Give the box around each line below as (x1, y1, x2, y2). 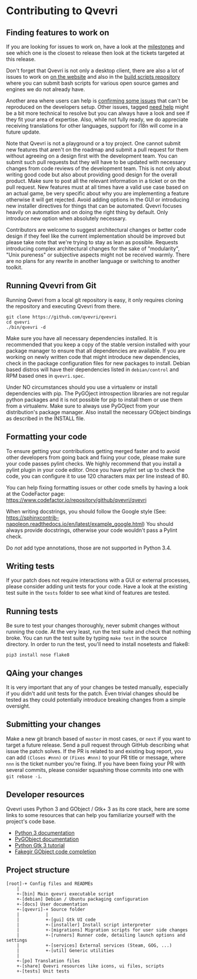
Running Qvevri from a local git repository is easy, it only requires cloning (6, 296, 183, 304)
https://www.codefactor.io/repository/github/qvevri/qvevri (6, 496, 147, 504)
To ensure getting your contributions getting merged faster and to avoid (6, 447, 180, 454)
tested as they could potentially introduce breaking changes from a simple (6, 696, 186, 704)
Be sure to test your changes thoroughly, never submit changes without (6, 622, 179, 629)
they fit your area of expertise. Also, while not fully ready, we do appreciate (6, 116, 188, 123)
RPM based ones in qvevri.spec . (6, 372, 85, 379)
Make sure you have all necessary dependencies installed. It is (6, 334, 158, 342)
